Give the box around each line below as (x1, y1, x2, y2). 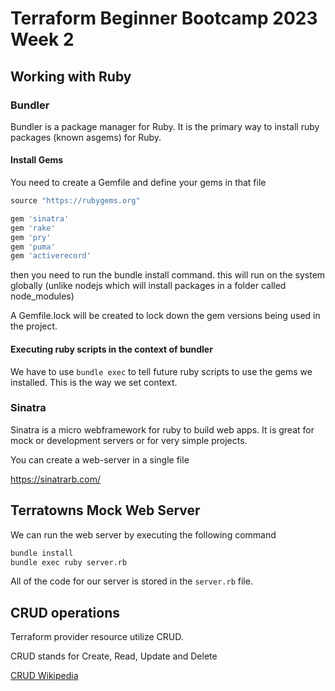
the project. (10, 320, 58, 332)
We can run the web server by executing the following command (10, 528, 277, 541)
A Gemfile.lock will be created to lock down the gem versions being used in (10, 310, 321, 322)
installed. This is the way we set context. (10, 376, 178, 388)
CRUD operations (10, 604, 121, 621)
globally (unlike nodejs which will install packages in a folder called (10, 280, 287, 292)
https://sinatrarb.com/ (10, 473, 101, 485)
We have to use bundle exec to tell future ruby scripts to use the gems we (10, 365, 313, 377)
